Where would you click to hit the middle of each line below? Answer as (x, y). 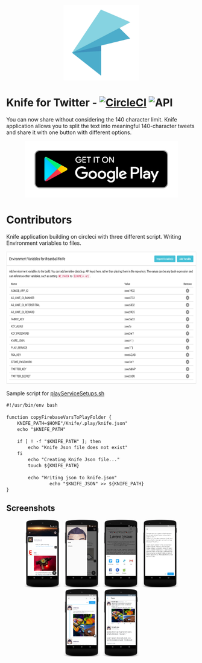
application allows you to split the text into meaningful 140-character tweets (100, 126)
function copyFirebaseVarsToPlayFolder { (59, 417)
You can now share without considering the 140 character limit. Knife (92, 119)
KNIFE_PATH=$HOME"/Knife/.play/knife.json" (73, 423)
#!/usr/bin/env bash (32, 405)
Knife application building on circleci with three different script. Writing (94, 236)
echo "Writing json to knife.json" (73, 477)
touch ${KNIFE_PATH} (54, 465)
